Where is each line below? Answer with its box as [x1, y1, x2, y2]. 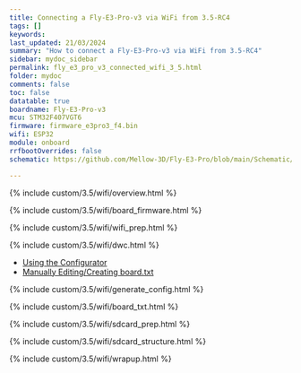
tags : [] [9, 22, 42, 30]
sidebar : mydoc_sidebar [9, 55, 99, 64]
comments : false [9, 80, 70, 89]
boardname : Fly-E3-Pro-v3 [9, 105, 106, 114]
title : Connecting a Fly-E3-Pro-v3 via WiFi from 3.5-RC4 [9, 13, 230, 22]
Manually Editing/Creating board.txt [21, 266, 154, 277]
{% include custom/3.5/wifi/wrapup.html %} [9, 353, 172, 364]
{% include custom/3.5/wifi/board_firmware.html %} [9, 204, 202, 215]
